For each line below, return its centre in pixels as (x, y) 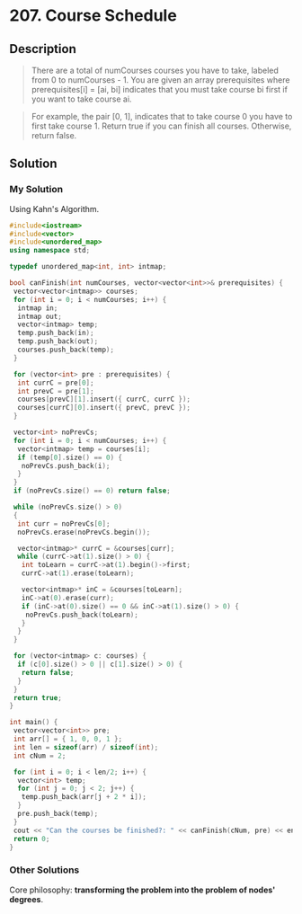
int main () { (34, 723)
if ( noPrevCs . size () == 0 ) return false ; (92, 491)
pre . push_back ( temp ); (58, 814)
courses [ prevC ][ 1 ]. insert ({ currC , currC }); (104, 399)
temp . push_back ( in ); (56, 333)
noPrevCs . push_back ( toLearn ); (82, 615)
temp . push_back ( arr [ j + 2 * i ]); (84, 797)
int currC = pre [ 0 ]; (56, 383)
